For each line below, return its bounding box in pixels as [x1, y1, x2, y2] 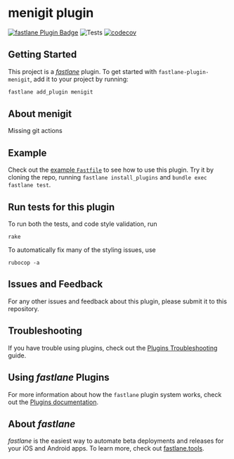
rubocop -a [8, 259, 40, 267]
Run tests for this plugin [8, 201, 115, 213]
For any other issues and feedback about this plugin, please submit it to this [8, 297, 228, 306]
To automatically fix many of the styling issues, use [8, 246, 157, 254]
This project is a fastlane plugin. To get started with [8, 67, 157, 75]
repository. [8, 304, 39, 313]
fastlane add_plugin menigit [8, 88, 93, 96]
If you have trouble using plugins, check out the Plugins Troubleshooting [8, 344, 218, 352]
